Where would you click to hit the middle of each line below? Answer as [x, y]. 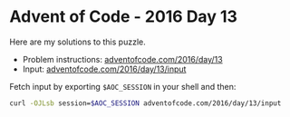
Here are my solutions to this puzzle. [78, 42]
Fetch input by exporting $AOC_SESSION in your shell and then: [123, 86]
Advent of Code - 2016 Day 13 [124, 17]
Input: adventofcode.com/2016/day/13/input [104, 69]
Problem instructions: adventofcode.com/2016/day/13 [123, 59]
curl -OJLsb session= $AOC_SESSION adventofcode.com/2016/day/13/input [145, 103]
